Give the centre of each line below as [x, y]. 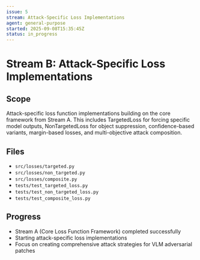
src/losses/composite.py [46, 179]
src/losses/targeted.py [45, 166]
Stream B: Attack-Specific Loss [86, 64]
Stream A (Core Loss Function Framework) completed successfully [98, 231]
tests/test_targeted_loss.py [51, 185]
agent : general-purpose [36, 23]
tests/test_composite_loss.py [53, 198]
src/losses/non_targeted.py [50, 173]
